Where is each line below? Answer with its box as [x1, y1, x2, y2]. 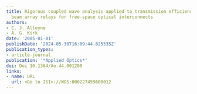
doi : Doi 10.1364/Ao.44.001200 [6, 62, 83, 69]
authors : [6, 19, 28, 25]
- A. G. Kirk [6, 30, 38, 36]
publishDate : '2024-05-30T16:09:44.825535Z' [6, 41, 117, 47]
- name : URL [6, 74, 35, 79]
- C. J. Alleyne [6, 25, 46, 31]
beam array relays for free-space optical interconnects [11, 14, 154, 20]
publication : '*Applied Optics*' [6, 57, 88, 63]
